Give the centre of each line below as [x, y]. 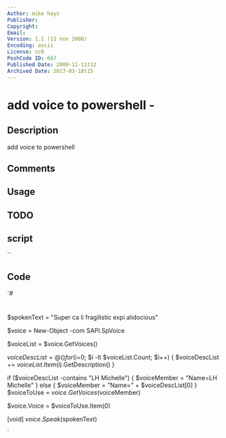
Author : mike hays [33, 13]
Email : [16, 33]
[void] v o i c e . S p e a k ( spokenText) [52, 419]
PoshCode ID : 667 [32, 58]
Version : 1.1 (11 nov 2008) [47, 39]
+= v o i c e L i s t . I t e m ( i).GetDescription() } [61, 364]
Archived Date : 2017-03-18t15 [50, 71]
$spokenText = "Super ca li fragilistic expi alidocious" [83, 318]
